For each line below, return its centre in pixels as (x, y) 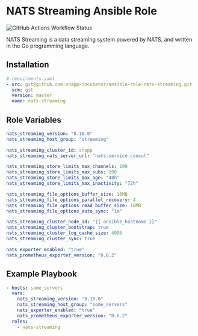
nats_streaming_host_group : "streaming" (58, 139)
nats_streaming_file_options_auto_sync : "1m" (64, 211)
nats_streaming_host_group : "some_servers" (73, 305)
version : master (32, 95)
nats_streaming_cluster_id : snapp (50, 150)
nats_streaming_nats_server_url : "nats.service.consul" (78, 156)
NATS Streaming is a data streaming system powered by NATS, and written (99, 39)
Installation (28, 65)
